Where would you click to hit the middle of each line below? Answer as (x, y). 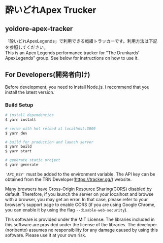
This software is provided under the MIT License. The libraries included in (80, 219)
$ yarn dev (16, 133)
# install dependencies (30, 115)
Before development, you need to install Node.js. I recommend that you (77, 87)
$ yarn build (18, 147)
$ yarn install (21, 120)
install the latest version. (30, 92)
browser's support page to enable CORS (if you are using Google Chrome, (81, 205)
